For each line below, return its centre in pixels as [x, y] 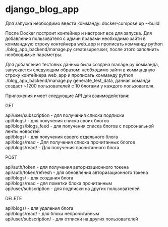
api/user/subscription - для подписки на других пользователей [72, 189]
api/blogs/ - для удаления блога [39, 208]
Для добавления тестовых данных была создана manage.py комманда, [82, 64]
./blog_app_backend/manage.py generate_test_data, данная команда [78, 80]
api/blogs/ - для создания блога [39, 177]
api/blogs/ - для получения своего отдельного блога [62, 137]
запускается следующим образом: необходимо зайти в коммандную [80, 70]
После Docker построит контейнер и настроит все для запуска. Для [79, 33]
